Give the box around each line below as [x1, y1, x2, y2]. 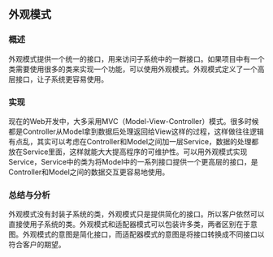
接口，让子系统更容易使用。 [15, 74, 108, 84]
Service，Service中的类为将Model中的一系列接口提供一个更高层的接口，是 [8, 156, 258, 166]
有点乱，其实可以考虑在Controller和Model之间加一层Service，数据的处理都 [8, 136, 259, 146]
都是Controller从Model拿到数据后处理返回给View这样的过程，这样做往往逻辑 [8, 126, 264, 136]
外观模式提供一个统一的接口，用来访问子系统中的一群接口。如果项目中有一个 [8, 54, 265, 63]
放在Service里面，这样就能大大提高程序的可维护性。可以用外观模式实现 [8, 147, 248, 156]
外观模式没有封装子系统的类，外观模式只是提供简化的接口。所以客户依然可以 [8, 209, 265, 219]
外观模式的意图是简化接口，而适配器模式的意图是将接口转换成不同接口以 [22, 229, 265, 239]
